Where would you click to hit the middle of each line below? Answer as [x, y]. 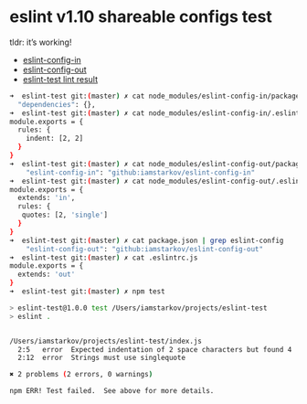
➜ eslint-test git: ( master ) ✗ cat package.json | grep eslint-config [147, 240]
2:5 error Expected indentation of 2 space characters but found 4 [155, 349]
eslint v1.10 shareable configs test [141, 17]
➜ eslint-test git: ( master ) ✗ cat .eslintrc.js [104, 258]
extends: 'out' [47, 275]
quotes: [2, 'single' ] [64, 215]
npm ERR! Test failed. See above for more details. [112, 391]
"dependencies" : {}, [57, 104]
